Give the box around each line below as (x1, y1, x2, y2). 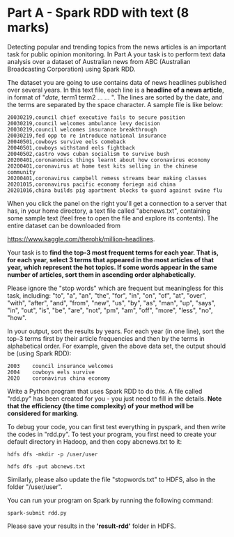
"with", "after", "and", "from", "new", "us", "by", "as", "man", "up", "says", (7, 298, 216, 307)
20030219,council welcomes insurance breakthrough (7, 126, 157, 133)
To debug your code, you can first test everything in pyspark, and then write (7, 422, 226, 431)
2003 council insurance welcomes (7, 362, 114, 369)
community (7, 168, 36, 175)
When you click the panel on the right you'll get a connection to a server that (7, 199, 227, 207)
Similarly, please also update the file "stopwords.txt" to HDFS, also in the (7, 475, 216, 483)
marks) (7, 19, 50, 35)
